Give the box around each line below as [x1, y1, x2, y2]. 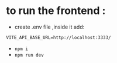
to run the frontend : [6, 4, 106, 17]
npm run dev [14, 52, 44, 58]
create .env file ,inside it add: [14, 23, 85, 30]
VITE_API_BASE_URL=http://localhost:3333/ [6, 34, 111, 40]
